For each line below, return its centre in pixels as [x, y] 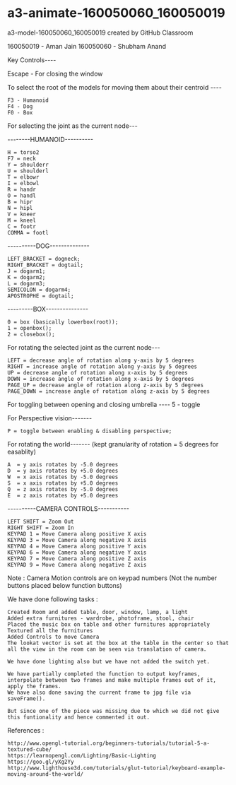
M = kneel [22, 220]
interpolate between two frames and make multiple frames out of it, [112, 680]
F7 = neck [22, 158]
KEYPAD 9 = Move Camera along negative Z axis [77, 565]
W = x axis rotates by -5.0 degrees [63, 477]
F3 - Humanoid [28, 100]
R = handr [22, 189]
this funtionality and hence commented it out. [79, 717]
